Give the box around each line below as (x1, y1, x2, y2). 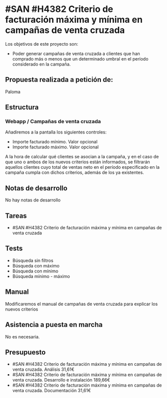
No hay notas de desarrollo (5, 197, 61, 203)
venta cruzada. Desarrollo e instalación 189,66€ (12, 377, 110, 383)
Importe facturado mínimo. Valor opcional (12, 139, 98, 145)
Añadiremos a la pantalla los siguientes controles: (5, 129, 107, 135)
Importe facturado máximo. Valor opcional (12, 144, 99, 150)
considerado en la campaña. (12, 61, 71, 67)
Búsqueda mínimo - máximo (12, 273, 71, 279)
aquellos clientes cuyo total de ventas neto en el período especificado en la (5, 164, 160, 170)
